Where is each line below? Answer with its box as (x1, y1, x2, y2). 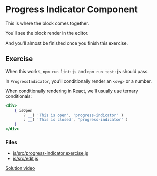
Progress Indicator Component (5, 4, 138, 15)
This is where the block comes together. (5, 20, 89, 26)
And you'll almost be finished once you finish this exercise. (5, 40, 128, 46)
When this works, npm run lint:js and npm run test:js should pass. (5, 68, 149, 74)
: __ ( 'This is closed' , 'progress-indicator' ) (23, 117, 128, 122)
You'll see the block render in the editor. (5, 30, 89, 36)
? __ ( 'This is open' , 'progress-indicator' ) (23, 113, 124, 118)
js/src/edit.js (12, 156, 39, 162)
